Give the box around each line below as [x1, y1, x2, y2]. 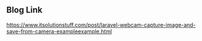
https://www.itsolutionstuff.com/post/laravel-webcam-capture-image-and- [6, 21, 196, 28]
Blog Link [6, 5, 43, 15]
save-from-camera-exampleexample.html [6, 28, 112, 35]
